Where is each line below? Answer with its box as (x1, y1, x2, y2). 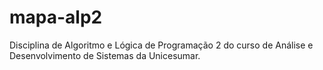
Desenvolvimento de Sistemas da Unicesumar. (9, 49, 201, 61)
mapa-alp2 (9, 6, 103, 29)
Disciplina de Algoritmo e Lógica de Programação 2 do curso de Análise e (9, 39, 314, 51)
